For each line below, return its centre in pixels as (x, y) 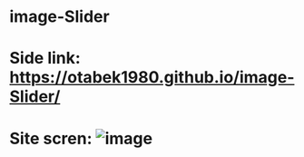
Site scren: (51, 138)
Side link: (45, 59)
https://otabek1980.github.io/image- (152, 78)
